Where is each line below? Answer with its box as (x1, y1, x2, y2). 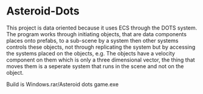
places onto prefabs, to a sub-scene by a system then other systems (6, 37, 179, 44)
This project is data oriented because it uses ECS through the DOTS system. (6, 24, 198, 31)
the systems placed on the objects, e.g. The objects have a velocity (6, 49, 175, 57)
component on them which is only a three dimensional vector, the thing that (6, 56, 196, 63)
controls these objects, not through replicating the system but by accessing (6, 43, 196, 51)
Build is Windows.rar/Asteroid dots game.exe (6, 80, 119, 88)
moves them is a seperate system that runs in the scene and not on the (6, 62, 184, 70)
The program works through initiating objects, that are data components (6, 30, 187, 37)
